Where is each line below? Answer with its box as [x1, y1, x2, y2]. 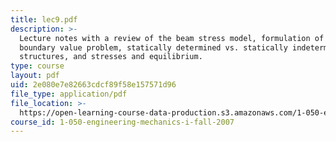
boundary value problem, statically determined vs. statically [19, 42, 288, 53]
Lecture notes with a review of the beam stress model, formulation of [19, 33, 325, 43]
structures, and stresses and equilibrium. [19, 52, 203, 62]
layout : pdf [10, 71, 60, 81]
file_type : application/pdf [10, 89, 128, 99]
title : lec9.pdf [10, 14, 78, 25]
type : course [10, 61, 65, 71]
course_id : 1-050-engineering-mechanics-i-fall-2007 [10, 117, 235, 127]
